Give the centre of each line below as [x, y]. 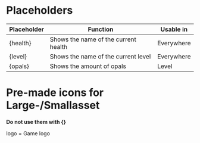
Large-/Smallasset [53, 105]
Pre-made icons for [55, 93]
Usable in [174, 29]
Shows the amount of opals [88, 66]
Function [101, 29]
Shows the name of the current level [100, 56]
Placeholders [40, 10]
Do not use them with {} [36, 122]
